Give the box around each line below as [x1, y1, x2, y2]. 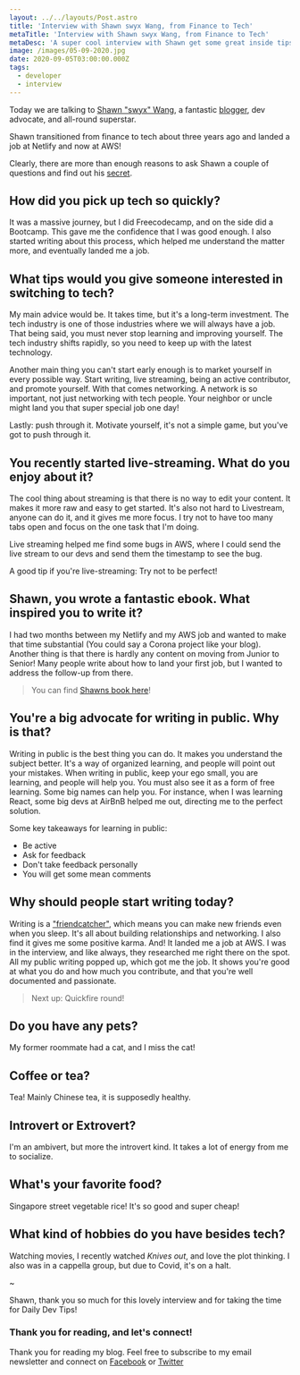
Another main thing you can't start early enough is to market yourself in [9, 364, 272, 376]
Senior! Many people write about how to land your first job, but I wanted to [9, 658, 283, 668]
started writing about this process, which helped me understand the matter [9, 236, 286, 247]
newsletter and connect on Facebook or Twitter [9, 1356, 184, 1367]
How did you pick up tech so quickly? [9, 193, 221, 208]
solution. [9, 805, 42, 816]
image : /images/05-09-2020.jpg [9, 47, 126, 55]
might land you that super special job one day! [9, 403, 180, 413]
